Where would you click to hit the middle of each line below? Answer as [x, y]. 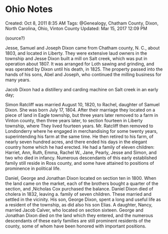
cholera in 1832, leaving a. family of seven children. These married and [78, 194]
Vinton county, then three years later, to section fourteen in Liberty [74, 120]
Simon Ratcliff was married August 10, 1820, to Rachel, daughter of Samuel [82, 104]
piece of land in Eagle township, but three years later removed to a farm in [82, 115]
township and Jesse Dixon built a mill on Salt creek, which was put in [76, 58]
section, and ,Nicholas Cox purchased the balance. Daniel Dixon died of [79, 188]
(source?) [15, 38]
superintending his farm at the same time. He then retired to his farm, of [79, 136]
